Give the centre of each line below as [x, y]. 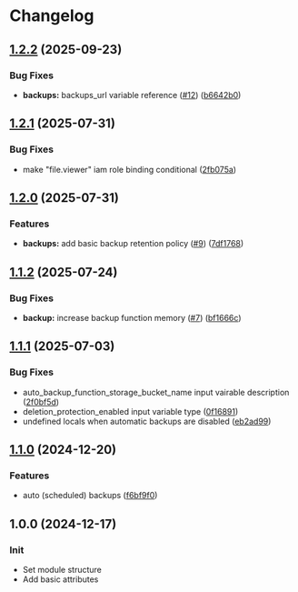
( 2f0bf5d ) [41, 402]
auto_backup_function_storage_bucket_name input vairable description [156, 392]
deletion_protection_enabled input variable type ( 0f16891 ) [130, 411]
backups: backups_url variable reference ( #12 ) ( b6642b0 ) [132, 95]
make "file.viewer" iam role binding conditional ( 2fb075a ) [129, 169]
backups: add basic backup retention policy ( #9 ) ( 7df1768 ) [133, 244]
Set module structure [62, 570]
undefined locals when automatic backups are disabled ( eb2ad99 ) [147, 421]
